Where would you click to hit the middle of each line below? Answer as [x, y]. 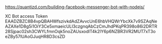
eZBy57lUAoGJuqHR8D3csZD [35, 36]
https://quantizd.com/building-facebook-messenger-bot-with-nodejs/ [75, 7]
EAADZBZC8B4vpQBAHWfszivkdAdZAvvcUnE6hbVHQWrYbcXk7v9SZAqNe [81, 21]
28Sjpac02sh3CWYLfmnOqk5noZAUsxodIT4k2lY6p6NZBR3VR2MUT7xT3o [81, 31]
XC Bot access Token [26, 16]
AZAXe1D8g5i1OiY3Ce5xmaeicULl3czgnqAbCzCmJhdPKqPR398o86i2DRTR [81, 26]
